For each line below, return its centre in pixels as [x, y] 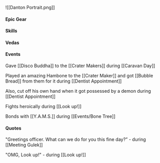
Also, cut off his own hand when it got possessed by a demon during [78, 91]
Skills [11, 31]
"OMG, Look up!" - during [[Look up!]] [46, 155]
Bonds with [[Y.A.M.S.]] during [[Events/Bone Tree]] [60, 116]
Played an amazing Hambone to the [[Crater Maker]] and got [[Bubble [79, 75]
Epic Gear [16, 19]
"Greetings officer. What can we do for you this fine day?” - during [76, 139]
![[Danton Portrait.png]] [30, 7]
